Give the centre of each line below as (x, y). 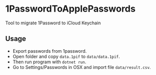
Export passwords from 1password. (50, 51)
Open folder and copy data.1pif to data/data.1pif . (66, 56)
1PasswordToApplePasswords (70, 9)
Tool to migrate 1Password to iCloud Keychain (53, 23)
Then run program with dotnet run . (49, 62)
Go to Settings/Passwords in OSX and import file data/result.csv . (82, 67)
